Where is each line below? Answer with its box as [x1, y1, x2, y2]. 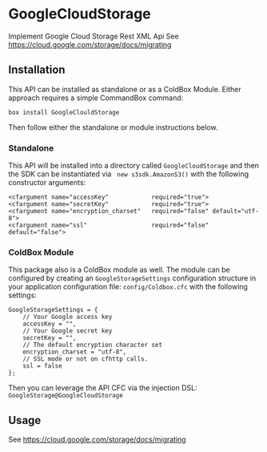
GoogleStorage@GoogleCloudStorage [8, 392, 124, 400]
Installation [8, 63, 66, 77]
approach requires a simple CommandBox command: [8, 93, 184, 103]
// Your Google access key [22, 313, 113, 321]
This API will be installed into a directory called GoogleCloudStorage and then [8, 161, 260, 171]
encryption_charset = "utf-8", [22, 348, 127, 357]
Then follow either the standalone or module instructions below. [8, 122, 218, 132]
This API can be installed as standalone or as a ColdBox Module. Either [8, 84, 241, 94]
